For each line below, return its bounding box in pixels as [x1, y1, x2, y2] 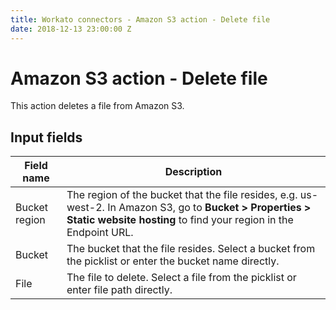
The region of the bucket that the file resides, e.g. [66, 188, 298, 202]
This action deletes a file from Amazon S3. [10, 100, 185, 112]
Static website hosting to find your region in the [66, 213, 294, 227]
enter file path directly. [66, 283, 173, 297]
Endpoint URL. [66, 226, 134, 240]
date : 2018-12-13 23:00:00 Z [10, 24, 132, 34]
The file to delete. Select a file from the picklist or [66, 271, 297, 285]
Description [164, 165, 223, 179]
